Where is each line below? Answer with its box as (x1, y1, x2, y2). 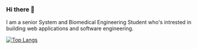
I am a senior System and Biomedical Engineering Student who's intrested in (6, 19, 192, 26)
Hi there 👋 (6, 5, 35, 14)
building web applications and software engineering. (6, 25, 134, 32)
